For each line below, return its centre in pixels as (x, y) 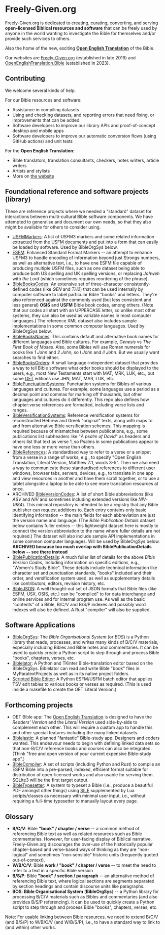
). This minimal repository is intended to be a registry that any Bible (90, 504)
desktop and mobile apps (38, 131)
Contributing (25, 78)
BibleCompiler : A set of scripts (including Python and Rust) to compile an (86, 764)
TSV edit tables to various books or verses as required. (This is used (82, 684)
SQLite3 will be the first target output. (50, 780)
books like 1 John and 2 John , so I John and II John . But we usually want (86, 352)
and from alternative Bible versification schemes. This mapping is (79, 426)
